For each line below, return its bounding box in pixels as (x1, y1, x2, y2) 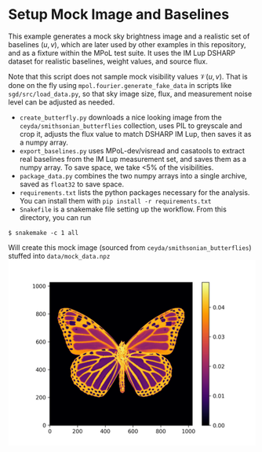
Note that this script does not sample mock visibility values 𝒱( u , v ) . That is (8, 72, 249, 81)
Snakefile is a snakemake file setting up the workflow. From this (19, 204, 227, 214)
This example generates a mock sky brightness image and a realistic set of (8, 31, 250, 41)
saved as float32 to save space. (19, 179, 125, 189)
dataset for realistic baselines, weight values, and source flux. (8, 57, 208, 66)
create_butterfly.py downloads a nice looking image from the (19, 112, 222, 122)
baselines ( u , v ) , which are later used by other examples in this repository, (8, 39, 246, 49)
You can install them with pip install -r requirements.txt (19, 196, 212, 205)
